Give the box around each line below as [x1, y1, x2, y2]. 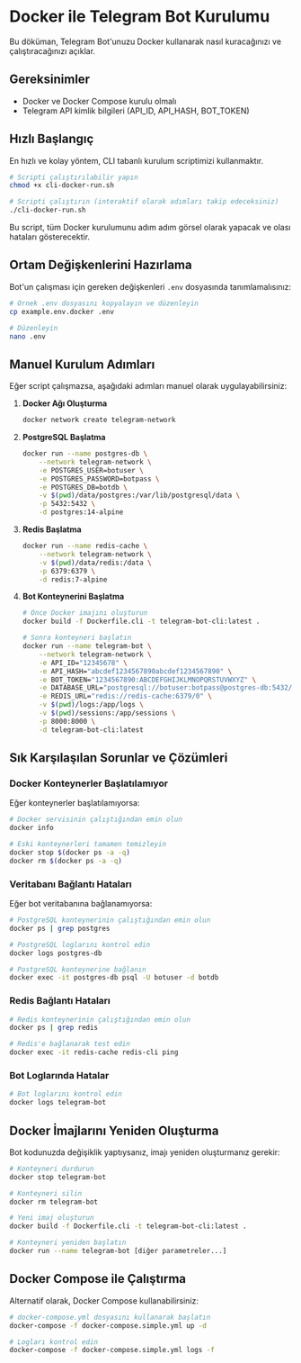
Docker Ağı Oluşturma [22, 398, 108, 409]
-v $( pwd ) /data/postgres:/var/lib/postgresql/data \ [39, 491, 241, 501]
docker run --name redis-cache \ [22, 542, 148, 551]
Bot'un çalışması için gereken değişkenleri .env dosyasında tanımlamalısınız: [9, 281, 292, 292]
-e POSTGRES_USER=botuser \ [39, 465, 144, 474]
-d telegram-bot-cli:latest [39, 725, 144, 735]
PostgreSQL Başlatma [22, 432, 106, 443]
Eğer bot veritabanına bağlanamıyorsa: [9, 898, 153, 909]
